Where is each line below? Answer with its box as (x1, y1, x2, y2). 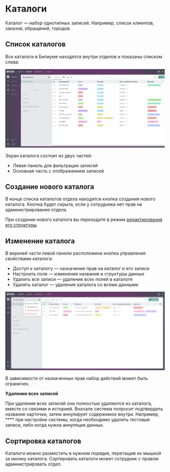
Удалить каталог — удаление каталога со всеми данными (12, 281, 139, 288)
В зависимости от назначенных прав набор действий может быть (5, 375, 148, 382)
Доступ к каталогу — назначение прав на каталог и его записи (12, 265, 150, 272)
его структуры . (5, 222, 38, 228)
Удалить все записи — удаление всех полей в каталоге (12, 276, 133, 282)
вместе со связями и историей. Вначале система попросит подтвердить (5, 406, 163, 412)
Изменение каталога (5, 237, 75, 245)
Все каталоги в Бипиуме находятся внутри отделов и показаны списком (5, 53, 163, 59)
